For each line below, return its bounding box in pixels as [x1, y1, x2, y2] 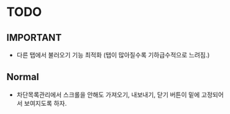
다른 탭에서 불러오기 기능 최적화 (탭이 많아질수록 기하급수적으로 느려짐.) [16, 51, 210, 59]
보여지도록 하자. [24, 99, 67, 107]
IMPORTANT [6, 32, 62, 44]
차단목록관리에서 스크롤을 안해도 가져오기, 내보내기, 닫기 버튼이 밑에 [16, 91, 200, 99]
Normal [6, 71, 39, 83]
